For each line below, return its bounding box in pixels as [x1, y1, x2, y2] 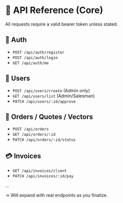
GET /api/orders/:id [12, 132, 56, 137]
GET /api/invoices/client [12, 168, 67, 173]
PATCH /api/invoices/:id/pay [12, 174, 74, 179]
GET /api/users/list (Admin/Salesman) [12, 93, 95, 99]
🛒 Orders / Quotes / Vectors [5, 112, 93, 121]
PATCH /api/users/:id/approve [12, 99, 76, 104]
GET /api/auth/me [12, 60, 49, 66]
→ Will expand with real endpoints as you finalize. [5, 192, 108, 198]
